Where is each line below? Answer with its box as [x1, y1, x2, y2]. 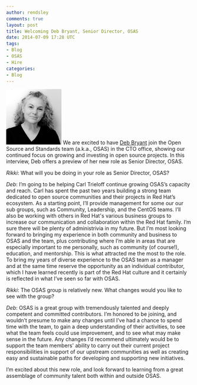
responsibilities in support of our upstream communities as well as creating [6, 348, 189, 355]
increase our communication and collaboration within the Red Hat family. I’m [6, 219, 192, 226]
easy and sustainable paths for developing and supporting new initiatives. [6, 355, 185, 362]
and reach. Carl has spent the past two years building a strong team [6, 187, 171, 195]
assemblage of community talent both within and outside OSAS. [6, 373, 162, 380]
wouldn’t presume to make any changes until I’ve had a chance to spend [6, 317, 182, 324]
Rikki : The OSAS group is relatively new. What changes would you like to [6, 287, 182, 294]
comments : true [6, 15, 44, 22]
